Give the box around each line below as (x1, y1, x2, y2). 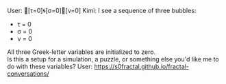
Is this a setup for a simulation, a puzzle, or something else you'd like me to (7, 55, 219, 63)
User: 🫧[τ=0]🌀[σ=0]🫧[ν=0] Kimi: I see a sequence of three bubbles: (7, 7, 197, 14)
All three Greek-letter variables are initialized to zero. (7, 48, 156, 56)
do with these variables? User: (7, 62, 93, 70)
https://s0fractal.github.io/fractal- (94, 62, 190, 70)
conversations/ (7, 70, 49, 78)
